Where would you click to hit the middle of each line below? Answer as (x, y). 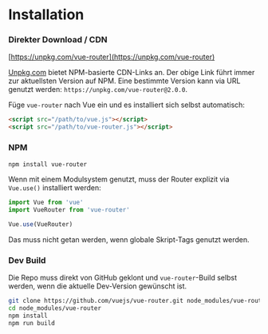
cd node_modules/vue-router (55, 308)
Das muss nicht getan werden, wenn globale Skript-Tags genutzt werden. (129, 240)
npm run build (32, 323)
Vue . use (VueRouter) (41, 225)
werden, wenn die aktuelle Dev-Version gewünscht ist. (98, 286)
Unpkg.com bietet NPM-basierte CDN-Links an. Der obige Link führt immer (132, 73)
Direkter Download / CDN (58, 40)
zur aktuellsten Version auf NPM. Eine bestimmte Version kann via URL (124, 81)
